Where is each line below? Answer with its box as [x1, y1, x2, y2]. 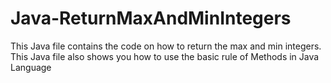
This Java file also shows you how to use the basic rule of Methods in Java [10, 50, 320, 62]
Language [10, 61, 52, 73]
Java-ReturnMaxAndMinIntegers [10, 7, 292, 30]
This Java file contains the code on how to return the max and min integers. [10, 40, 322, 52]
